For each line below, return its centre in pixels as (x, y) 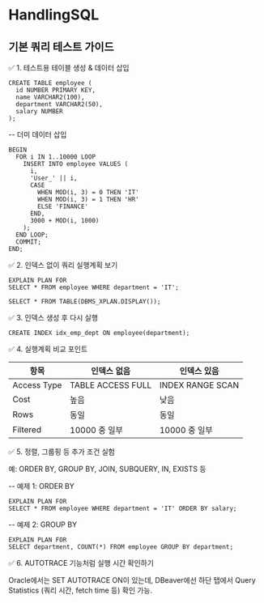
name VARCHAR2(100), (50, 97)
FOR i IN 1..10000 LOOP (55, 157)
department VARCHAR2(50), (60, 104)
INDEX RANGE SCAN (199, 385)
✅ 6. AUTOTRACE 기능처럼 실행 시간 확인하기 (81, 563)
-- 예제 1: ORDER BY (42, 486)
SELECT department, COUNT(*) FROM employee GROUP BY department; (121, 547)
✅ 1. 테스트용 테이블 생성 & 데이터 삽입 (69, 68)
